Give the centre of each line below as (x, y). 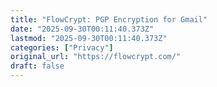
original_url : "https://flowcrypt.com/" (96, 57)
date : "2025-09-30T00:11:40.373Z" (82, 29)
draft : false (37, 66)
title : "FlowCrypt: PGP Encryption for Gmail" (109, 19)
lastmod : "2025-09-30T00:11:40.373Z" (89, 38)
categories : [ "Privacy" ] (62, 47)
